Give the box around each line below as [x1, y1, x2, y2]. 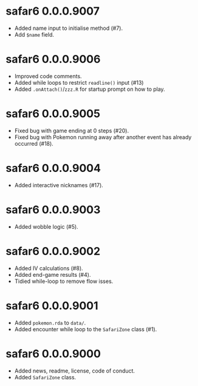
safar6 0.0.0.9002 [5, 244, 101, 258]
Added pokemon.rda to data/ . [14, 319, 86, 326]
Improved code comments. [14, 72, 83, 80]
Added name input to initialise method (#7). [14, 24, 123, 32]
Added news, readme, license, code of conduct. [14, 367, 135, 374]
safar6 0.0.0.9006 [5, 52, 101, 66]
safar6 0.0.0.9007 [5, 4, 100, 18]
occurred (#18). [14, 140, 54, 147]
